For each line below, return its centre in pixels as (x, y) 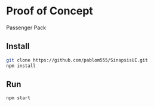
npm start (19, 98)
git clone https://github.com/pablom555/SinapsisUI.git (77, 60)
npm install (21, 66)
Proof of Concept (50, 11)
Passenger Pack (26, 27)
